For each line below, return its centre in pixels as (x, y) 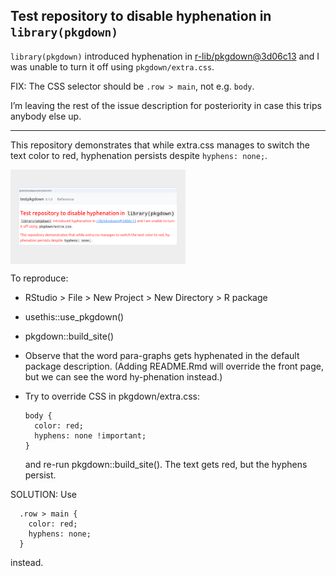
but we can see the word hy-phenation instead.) (123, 377)
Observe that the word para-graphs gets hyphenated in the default (162, 356)
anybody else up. (46, 116)
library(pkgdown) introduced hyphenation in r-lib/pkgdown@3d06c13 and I (165, 56)
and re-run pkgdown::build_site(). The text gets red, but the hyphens (166, 465)
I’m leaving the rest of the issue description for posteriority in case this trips (166, 105)
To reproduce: (39, 278)
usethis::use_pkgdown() (74, 317)
